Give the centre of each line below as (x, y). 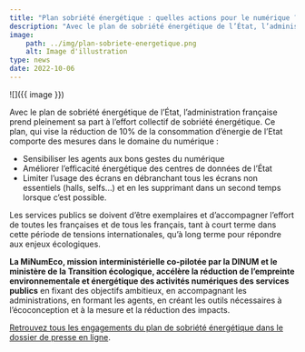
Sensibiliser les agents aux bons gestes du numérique (123, 158)
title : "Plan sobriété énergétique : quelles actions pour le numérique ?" (156, 18)
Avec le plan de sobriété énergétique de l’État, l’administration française (144, 112)
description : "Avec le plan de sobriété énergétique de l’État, (133, 26)
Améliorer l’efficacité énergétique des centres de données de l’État (147, 168)
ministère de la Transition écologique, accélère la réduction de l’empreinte (152, 271)
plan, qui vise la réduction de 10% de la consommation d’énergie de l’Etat (146, 131)
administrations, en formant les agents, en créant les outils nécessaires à (146, 300)
